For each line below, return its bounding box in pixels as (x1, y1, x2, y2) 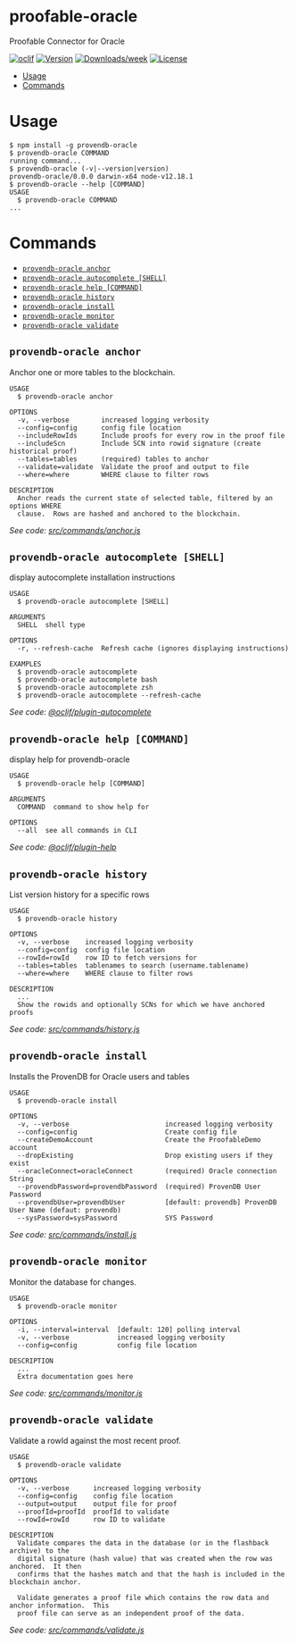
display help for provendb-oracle (9, 754, 130, 765)
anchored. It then (9, 1562, 82, 1571)
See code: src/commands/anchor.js (9, 524, 141, 535)
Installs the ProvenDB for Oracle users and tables (9, 1070, 190, 1082)
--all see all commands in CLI (17, 826, 138, 835)
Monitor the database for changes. (9, 1276, 136, 1288)
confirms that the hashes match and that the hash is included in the (17, 1570, 285, 1579)
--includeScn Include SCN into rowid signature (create (17, 439, 261, 448)
